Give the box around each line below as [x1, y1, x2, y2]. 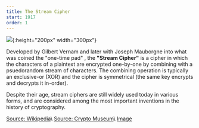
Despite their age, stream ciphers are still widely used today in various [6, 91, 179, 98]
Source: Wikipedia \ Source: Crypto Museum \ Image [6, 115, 132, 122]
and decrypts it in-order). [6, 79, 69, 87]
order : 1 [6, 20, 28, 25]
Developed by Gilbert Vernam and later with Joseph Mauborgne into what [6, 48, 187, 55]
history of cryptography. [6, 104, 66, 111]
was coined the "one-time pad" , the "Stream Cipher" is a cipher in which [6, 55, 188, 62]
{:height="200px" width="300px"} [12, 37, 97, 44]
